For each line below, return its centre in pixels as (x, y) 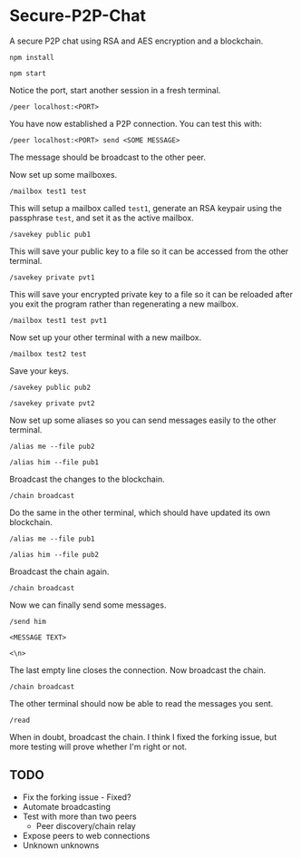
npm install (32, 57)
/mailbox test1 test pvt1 (58, 320)
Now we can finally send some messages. (88, 605)
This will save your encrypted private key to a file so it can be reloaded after (151, 294)
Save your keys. (39, 370)
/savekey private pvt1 (52, 278)
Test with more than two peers (80, 816)
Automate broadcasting (67, 806)
